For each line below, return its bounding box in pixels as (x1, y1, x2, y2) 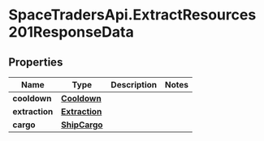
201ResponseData (8, 23, 134, 41)
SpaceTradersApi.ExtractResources (8, 6, 257, 24)
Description (110, 79, 158, 90)
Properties (8, 55, 63, 69)
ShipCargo (60, 119, 103, 130)
